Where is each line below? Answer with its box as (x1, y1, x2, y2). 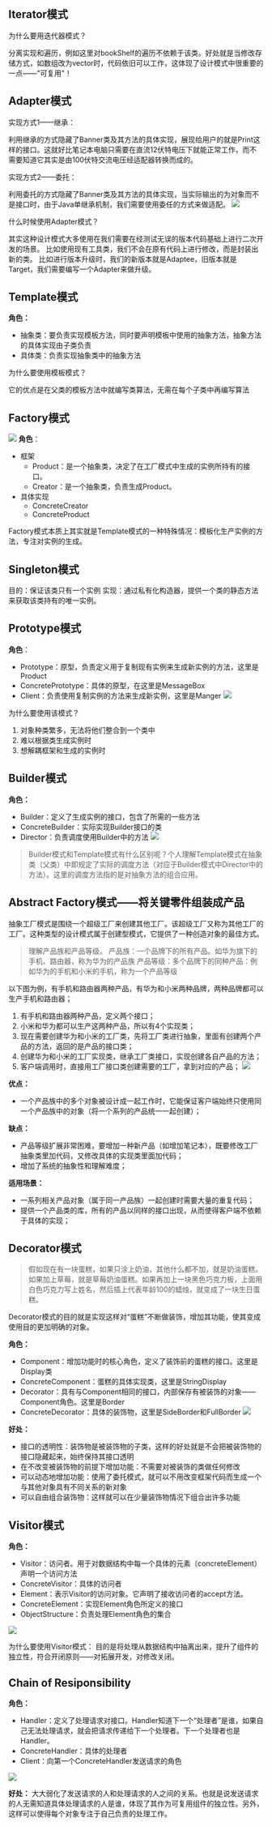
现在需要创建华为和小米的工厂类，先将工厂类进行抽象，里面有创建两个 (19, 1031, 255, 1041)
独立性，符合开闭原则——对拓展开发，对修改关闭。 (8, 1652, 179, 1661)
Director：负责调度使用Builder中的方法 (19, 832, 149, 841)
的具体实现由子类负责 (19, 340, 91, 350)
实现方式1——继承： (8, 117, 75, 127)
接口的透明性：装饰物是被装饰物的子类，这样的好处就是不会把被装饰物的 (19, 1442, 261, 1452)
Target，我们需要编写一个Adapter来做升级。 (8, 264, 156, 274)
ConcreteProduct (32, 510, 91, 520)
